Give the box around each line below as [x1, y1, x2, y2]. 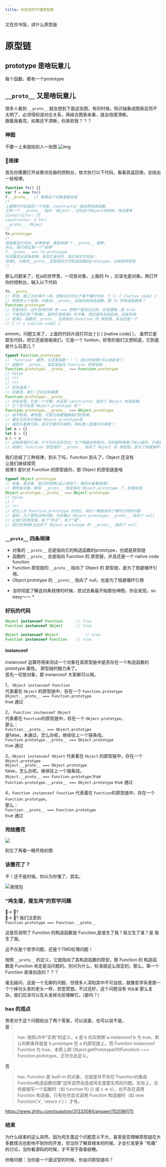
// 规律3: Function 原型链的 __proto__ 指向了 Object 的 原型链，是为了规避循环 [5, 445, 160, 450]
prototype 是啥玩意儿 [5, 62, 71, 70]
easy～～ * [12, 594, 35, 600]
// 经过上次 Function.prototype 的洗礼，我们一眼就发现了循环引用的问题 [5, 509, 141, 514]
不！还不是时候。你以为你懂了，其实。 [5, 873, 83, 879]
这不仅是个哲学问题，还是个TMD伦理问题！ [5, 946, 93, 952]
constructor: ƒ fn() [5, 218, 48, 223]
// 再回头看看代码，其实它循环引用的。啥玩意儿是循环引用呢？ [5, 422, 115, 427]
